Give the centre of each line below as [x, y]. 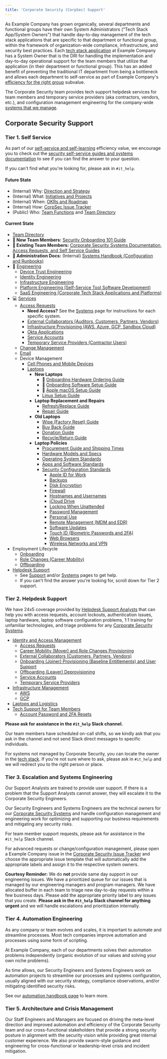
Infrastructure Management [41, 688]
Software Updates [68, 528]
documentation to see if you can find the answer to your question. [73, 159]
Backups [58, 480]
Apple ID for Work [68, 475]
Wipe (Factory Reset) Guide [70, 422]
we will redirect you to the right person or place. [54, 764]
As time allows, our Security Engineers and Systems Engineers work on [78, 970]
